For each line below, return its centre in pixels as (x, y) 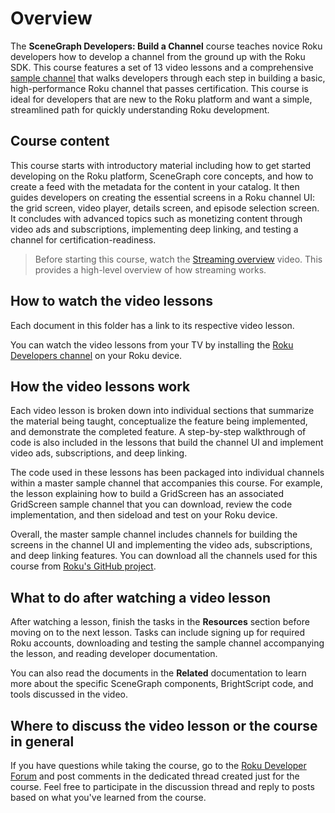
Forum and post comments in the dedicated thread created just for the (155, 776)
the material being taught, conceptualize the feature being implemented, (159, 421)
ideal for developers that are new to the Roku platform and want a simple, (161, 99)
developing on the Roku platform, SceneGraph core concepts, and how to (162, 176)
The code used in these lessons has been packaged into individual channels (167, 473)
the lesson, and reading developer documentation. (114, 654)
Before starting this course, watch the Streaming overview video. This (178, 259)
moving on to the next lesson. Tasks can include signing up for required (157, 633)
